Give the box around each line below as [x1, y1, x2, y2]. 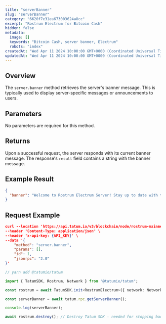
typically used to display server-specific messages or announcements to [5, 90, 153, 96]
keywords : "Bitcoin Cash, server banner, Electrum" [9, 40, 119, 45]
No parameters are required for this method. [5, 123, 95, 129]
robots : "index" [9, 44, 43, 49]
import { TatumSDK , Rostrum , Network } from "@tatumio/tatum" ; [5, 278, 138, 283]
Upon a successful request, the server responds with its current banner [5, 150, 151, 156]
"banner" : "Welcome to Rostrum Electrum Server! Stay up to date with [9, 192, 158, 198]
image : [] [9, 35, 30, 40]
